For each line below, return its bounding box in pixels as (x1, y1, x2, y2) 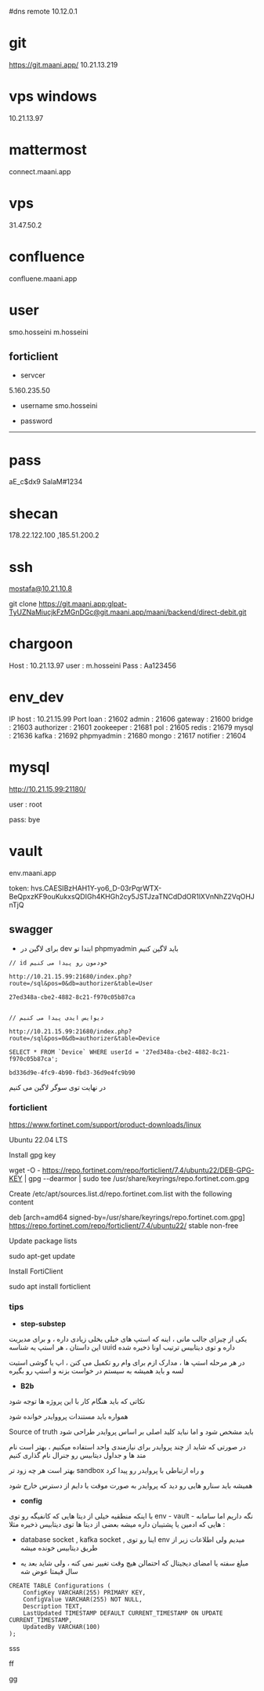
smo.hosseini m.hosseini (9, 327, 89, 337)
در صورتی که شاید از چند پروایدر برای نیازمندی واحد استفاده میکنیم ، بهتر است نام (9, 1442, 246, 1452)
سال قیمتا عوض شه (20, 1567, 79, 1576)
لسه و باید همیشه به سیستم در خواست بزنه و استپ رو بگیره (9, 1366, 184, 1376)
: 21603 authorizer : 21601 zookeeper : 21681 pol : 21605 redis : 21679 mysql (9, 723, 254, 732)
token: (9, 884, 30, 893)
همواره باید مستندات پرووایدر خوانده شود (9, 1412, 128, 1421)
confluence (9, 247, 85, 265)
